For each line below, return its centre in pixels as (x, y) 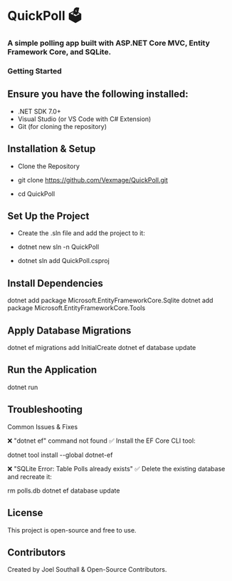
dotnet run (23, 387)
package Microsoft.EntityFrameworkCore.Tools (77, 308)
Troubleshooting (45, 410)
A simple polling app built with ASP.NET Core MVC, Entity (109, 43)
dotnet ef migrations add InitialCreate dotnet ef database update (102, 348)
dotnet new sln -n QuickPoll (58, 247)
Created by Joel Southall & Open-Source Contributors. (87, 570)
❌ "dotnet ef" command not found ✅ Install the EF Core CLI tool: (101, 441)
